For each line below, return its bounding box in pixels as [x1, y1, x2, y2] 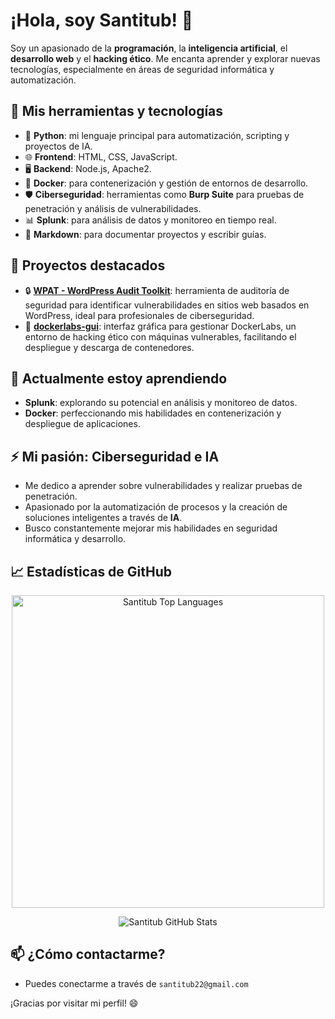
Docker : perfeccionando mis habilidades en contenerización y [24, 407, 282, 419]
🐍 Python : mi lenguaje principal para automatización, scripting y [24, 129, 290, 141]
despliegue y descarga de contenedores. [24, 341, 195, 353]
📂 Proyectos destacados [10, 257, 166, 274]
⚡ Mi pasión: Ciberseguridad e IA [10, 448, 220, 465]
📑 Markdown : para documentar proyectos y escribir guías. [24, 228, 267, 240]
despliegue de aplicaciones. [24, 418, 141, 430]
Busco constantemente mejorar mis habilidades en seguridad [24, 522, 278, 534]
